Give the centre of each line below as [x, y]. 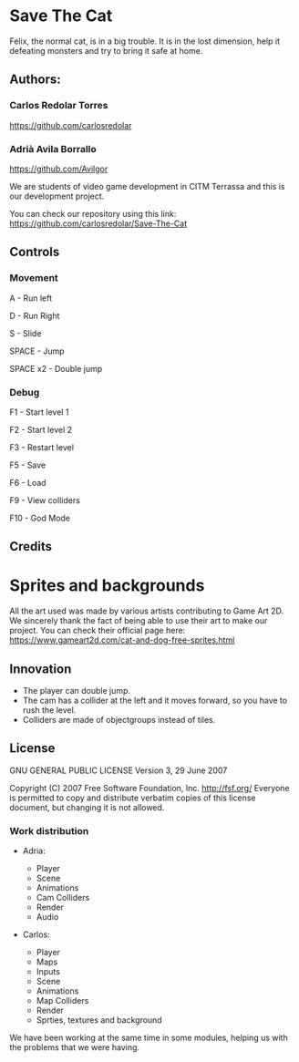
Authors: [35, 80]
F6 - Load [28, 482]
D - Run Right [35, 315]
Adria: [34, 851]
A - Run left [31, 298]
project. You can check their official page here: [98, 631]
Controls [35, 252]
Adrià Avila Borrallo [53, 149]
